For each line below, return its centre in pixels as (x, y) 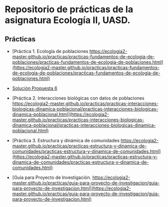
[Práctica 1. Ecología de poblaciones (50, 51)
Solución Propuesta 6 (35, 88)
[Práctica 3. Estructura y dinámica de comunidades (66, 140)
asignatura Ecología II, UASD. (68, 20)
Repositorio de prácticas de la (69, 9)
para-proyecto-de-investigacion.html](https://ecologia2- (72, 188)
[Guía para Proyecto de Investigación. (52, 177)
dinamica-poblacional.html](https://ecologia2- (61, 114)
